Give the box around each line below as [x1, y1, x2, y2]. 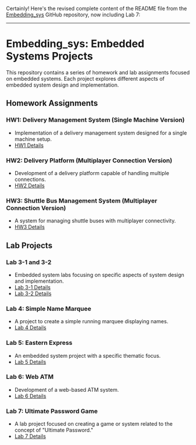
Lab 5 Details [14, 358, 47, 365]
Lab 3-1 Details [14, 283, 51, 290]
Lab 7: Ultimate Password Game [6, 407, 98, 415]
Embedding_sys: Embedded [6, 37, 145, 50]
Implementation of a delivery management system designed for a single [14, 129, 187, 136]
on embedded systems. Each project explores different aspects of [6, 75, 165, 82]
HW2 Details [14, 182, 45, 189]
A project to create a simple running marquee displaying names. [14, 318, 169, 325]
